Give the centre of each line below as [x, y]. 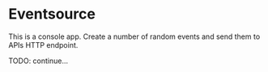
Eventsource [52, 14]
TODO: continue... [38, 61]
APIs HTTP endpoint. [43, 44]
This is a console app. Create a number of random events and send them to [134, 36]
